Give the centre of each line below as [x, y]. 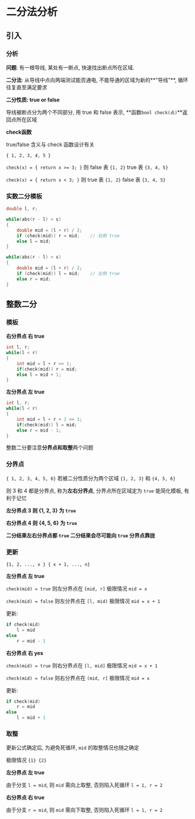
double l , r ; [22, 209]
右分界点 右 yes [25, 653]
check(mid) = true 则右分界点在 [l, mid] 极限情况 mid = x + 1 [82, 665]
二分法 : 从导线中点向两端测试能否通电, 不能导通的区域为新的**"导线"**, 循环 [97, 80]
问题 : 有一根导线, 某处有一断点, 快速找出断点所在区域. [70, 67]
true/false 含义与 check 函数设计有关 [50, 144]
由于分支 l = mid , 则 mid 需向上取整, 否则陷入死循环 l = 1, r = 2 [84, 785]
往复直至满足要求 [27, 87]
